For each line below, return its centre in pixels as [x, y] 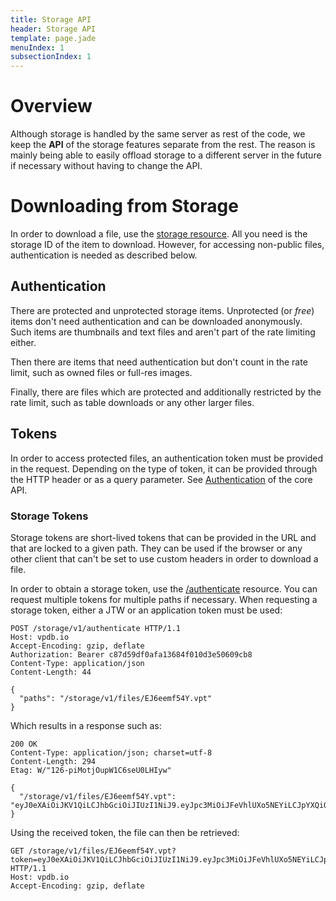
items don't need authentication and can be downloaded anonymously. [156, 321]
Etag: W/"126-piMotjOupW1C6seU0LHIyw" [91, 770]
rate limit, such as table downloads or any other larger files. [132, 402]
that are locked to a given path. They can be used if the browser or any [156, 548]
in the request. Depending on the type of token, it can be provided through [164, 468]
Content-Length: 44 [51, 672]
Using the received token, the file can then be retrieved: [125, 832]
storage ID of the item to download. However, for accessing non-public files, [167, 244]
